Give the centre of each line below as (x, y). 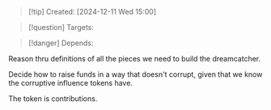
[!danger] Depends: (61, 43)
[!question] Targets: (61, 27)
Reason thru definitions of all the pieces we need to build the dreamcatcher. (135, 59)
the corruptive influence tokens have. (71, 83)
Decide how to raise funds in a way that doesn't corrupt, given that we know (135, 74)
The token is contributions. (53, 99)
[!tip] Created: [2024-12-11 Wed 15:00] (92, 12)
